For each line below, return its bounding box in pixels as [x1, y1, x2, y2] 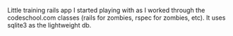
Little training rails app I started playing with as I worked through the [7, 6, 205, 14]
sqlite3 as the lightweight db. [7, 21, 92, 29]
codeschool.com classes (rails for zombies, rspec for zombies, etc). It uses [7, 13, 226, 22]
